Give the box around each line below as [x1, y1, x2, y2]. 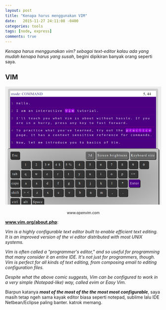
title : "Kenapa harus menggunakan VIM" [5, 13, 88, 18]
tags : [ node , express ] [5, 29, 52, 34]
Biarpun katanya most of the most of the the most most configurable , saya [5, 289, 160, 295]
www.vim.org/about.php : [5, 219, 58, 225]
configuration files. [5, 265, 44, 270]
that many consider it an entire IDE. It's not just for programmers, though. [5, 254, 155, 260]
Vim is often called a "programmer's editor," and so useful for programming [5, 249, 160, 255]
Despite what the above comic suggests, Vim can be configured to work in [5, 274, 158, 280]
